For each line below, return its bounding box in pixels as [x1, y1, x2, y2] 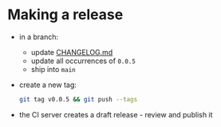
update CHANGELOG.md [30, 47, 113, 57]
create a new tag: [18, 80, 77, 89]
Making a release [7, 6, 124, 24]
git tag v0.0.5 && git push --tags [18, 95, 138, 103]
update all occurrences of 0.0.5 [30, 56, 136, 65]
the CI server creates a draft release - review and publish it [18, 109, 213, 119]
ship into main [30, 64, 77, 73]
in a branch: [18, 32, 59, 42]
